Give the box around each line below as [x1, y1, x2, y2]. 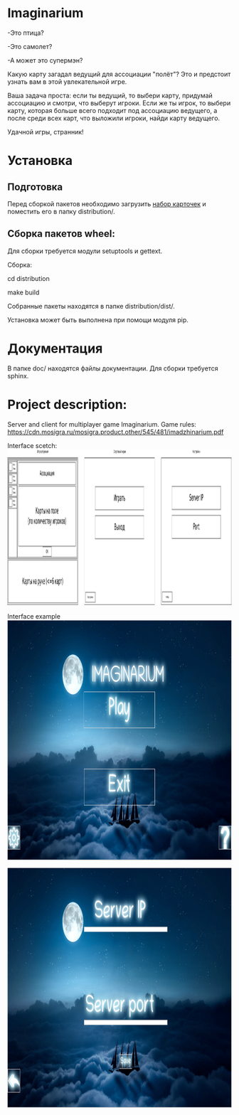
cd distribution [7, 274, 50, 282]
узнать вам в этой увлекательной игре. [7, 77, 127, 86]
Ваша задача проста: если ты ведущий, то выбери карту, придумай [7, 91, 213, 100]
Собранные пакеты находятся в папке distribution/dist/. [7, 302, 176, 310]
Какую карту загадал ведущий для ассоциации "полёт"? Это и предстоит [7, 70, 231, 78]
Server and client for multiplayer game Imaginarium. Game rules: [7, 420, 197, 428]
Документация [7, 340, 103, 356]
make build [7, 288, 40, 297]
